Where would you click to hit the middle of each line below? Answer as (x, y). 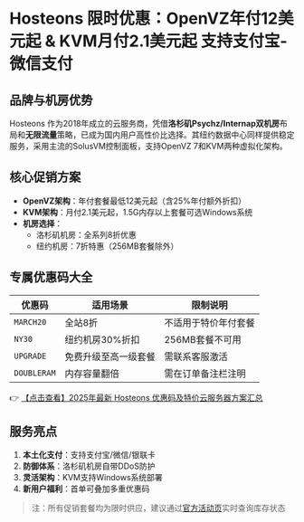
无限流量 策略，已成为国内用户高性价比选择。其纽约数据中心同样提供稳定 (160, 135)
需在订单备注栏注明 (205, 374)
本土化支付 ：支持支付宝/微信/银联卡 (89, 455)
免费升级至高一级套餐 (110, 356)
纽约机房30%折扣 (102, 339)
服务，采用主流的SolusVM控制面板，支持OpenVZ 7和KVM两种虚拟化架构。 (148, 146)
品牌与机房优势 (51, 100)
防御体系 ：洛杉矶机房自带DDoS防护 (89, 466)
